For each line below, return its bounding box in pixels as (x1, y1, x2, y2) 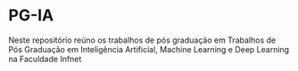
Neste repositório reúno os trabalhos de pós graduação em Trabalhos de (8, 35, 277, 45)
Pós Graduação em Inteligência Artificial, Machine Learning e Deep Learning (8, 43, 290, 54)
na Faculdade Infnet (8, 53, 82, 64)
